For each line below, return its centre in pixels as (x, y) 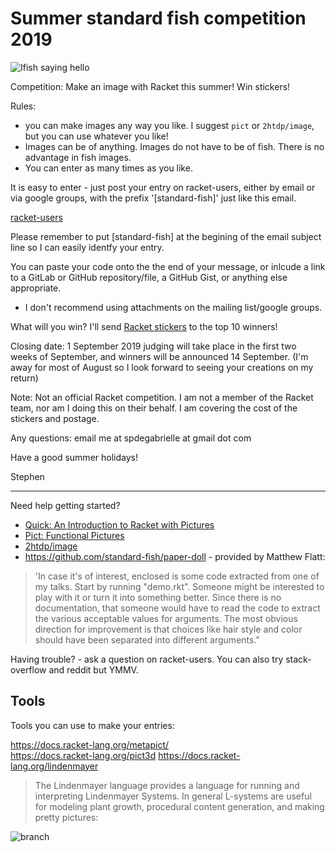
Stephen (27, 476)
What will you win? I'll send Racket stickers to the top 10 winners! (144, 326)
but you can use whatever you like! (96, 136)
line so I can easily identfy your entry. (87, 247)
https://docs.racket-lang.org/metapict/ (90, 744)
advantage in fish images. (78, 157)
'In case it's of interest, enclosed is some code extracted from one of (177, 576)
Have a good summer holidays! (74, 457)
